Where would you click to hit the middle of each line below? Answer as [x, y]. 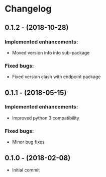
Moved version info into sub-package [51, 52]
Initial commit [26, 170]
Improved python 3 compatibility [45, 118]
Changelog [28, 9]
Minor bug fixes [28, 142]
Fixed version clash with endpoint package [56, 77]
